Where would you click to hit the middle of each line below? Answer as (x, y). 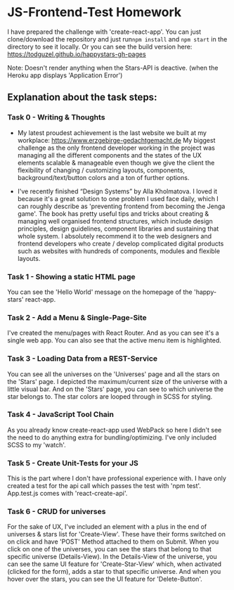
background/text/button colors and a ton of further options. (103, 177)
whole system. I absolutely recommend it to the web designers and (115, 236)
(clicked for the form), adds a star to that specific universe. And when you (114, 572)
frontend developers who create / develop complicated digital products (121, 243)
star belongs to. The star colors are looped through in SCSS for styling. (110, 396)
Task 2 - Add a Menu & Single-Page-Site (77, 317)
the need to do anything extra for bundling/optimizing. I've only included (112, 437)
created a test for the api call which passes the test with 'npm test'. (104, 486)
